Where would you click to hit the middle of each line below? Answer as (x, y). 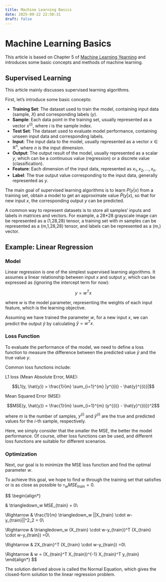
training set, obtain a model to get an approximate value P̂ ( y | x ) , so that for (81, 196)
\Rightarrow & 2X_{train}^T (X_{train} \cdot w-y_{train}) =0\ (65, 545)
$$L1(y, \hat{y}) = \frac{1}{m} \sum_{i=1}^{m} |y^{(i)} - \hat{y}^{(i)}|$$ (83, 386)
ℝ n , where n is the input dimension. (48, 147)
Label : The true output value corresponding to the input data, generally (85, 175)
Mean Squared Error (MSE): (33, 396)
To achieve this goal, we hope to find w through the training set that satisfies (83, 480)
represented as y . (30, 181)
